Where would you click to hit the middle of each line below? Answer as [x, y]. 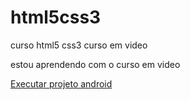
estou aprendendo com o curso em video [95, 64]
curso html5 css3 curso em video [79, 45]
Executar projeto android [61, 83]
